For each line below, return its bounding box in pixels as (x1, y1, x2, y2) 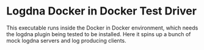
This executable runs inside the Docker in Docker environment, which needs (6, 24, 199, 31)
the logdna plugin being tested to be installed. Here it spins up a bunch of (6, 30, 191, 37)
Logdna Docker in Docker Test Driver (6, 4, 197, 18)
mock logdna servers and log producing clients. (6, 37, 126, 44)
